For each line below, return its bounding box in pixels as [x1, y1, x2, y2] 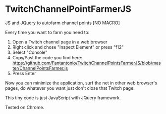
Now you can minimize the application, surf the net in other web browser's [5, 80, 158, 86]
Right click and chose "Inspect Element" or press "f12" [12, 44, 124, 50]
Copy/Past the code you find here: [12, 54, 83, 60]
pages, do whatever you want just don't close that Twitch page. [5, 85, 135, 91]
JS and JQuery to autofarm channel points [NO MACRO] [5, 20, 120, 26]
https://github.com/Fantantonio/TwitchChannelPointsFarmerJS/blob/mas [12, 60, 161, 66]
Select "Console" [12, 49, 48, 55]
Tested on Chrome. [5, 104, 45, 110]
